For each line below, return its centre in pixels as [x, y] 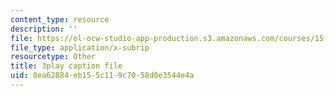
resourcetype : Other [53, 57]
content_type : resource [60, 19]
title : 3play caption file [66, 66]
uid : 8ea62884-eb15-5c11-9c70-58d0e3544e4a [102, 76]
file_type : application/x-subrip [80, 47]
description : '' [44, 29]
